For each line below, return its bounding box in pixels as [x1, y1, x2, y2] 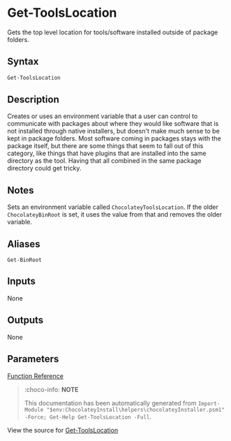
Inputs [7, 275, 36, 287]
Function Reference [7, 372, 64, 380]
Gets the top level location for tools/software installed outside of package [7, 28, 218, 36]
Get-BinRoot [7, 256, 42, 263]
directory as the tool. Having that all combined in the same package [7, 157, 202, 165]
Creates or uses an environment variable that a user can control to [7, 112, 198, 120]
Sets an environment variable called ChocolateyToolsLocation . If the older [7, 203, 218, 211]
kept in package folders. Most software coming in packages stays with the [7, 134, 221, 143]
